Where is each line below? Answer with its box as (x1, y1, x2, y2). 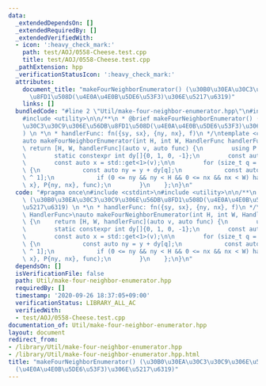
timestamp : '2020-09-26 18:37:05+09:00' (15, 292, 150, 300)
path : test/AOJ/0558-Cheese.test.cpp (22, 48, 147, 56)
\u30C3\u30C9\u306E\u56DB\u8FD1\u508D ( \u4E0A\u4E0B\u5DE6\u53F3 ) (22, 122, 243, 130)
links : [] (22, 100, 55, 108)
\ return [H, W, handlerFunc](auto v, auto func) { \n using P (22, 144, 257, 152)
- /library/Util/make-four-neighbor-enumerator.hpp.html (8, 350, 200, 359)
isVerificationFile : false (15, 269, 104, 277)
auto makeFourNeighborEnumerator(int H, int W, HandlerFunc (22, 136, 225, 145)
